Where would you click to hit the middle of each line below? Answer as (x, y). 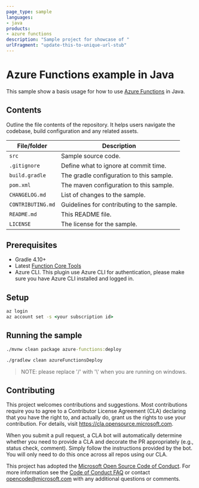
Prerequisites (32, 245)
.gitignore (25, 166)
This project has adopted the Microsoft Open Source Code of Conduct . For (98, 466)
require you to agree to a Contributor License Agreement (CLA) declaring (96, 411)
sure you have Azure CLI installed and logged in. (74, 278)
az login (17, 311)
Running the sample (44, 336)
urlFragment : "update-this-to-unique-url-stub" (67, 46)
